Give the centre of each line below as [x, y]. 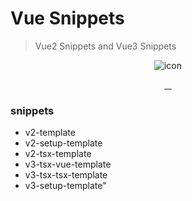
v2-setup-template [63, 143]
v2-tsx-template [58, 154]
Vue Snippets [67, 18]
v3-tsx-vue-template [68, 164]
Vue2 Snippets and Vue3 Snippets [105, 46]
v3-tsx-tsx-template [66, 175]
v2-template [50, 133]
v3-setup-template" [65, 186]
